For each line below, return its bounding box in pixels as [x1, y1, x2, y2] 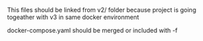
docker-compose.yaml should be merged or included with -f [7, 27, 178, 34]
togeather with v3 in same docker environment [7, 13, 139, 21]
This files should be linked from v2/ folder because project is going [7, 6, 197, 14]
